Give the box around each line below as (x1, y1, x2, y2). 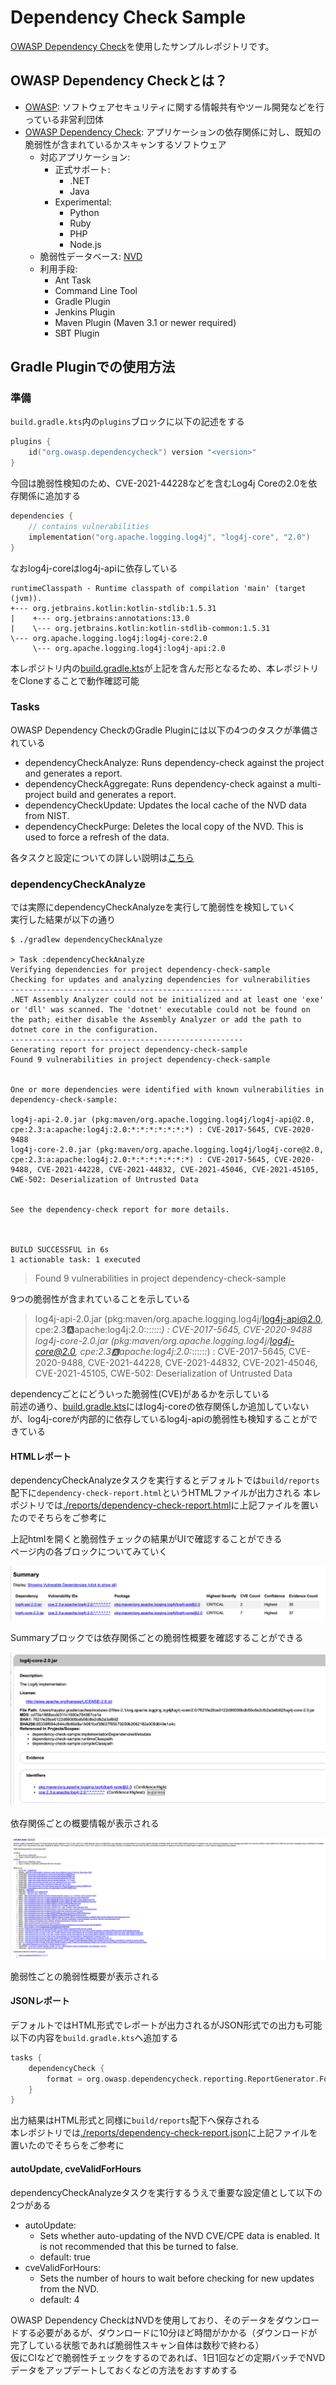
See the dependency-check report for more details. (10, 1205, 230, 1215)
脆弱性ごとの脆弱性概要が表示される (10, 1970, 160, 1982)
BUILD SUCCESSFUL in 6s (10, 1245, 110, 1255)
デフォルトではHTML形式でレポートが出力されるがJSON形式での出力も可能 (10, 2019, 323, 2031)
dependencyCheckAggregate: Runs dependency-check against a (24, 777, 295, 790)
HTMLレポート (10, 1450, 72, 1462)
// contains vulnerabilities (28, 521, 150, 531)
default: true (39, 2251, 91, 2263)
